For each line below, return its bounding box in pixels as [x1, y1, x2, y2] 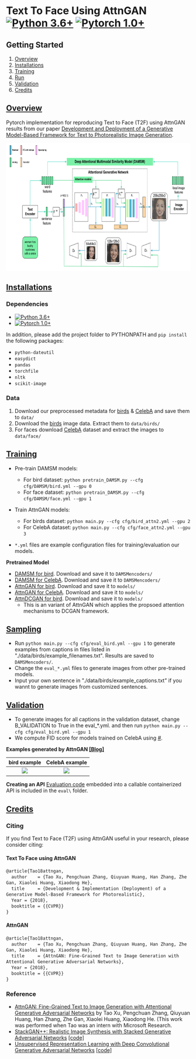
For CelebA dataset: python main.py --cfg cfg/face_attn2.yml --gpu [23, 524, 191, 531]
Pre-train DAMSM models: [14, 465, 78, 472]
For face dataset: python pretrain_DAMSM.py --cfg [23, 489, 145, 496]
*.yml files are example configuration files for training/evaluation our [14, 541, 180, 548]
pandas [14, 362, 31, 368]
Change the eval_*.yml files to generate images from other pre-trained [14, 665, 186, 672]
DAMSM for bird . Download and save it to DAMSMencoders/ [14, 570, 153, 577]
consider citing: [6, 841, 44, 848]
